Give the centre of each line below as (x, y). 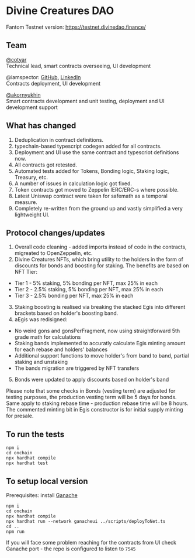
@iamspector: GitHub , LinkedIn (43, 77)
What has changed (41, 126)
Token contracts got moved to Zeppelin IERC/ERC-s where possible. (97, 189)
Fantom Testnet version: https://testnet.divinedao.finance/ (76, 27)
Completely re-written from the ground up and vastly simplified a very (98, 208)
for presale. (20, 416)
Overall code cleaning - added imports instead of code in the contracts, (100, 247)
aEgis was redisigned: (41, 319)
